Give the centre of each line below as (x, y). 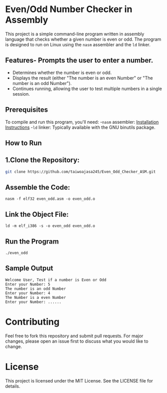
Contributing (32, 322)
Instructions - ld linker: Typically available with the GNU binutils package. (80, 127)
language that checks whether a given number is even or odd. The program (83, 39)
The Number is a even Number (36, 297)
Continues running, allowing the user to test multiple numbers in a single (87, 89)
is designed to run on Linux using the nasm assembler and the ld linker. (78, 44)
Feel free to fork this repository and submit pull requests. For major (74, 336)
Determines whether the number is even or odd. (62, 72)
